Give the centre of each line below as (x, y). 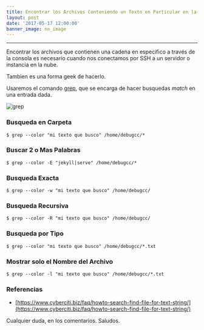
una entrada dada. (29, 95)
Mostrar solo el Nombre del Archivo (60, 261)
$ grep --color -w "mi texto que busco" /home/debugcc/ (78, 191)
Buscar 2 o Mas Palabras (43, 150)
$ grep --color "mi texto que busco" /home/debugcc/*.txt (81, 246)
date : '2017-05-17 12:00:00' (43, 23)
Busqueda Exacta (33, 178)
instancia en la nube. (32, 65)
